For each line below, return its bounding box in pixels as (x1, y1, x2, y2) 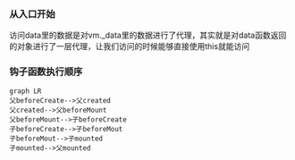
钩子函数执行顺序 (9, 65, 83, 78)
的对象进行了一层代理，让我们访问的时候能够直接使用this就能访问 (9, 41, 250, 52)
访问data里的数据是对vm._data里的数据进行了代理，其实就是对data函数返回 (9, 29, 287, 41)
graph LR (9, 87, 42, 96)
